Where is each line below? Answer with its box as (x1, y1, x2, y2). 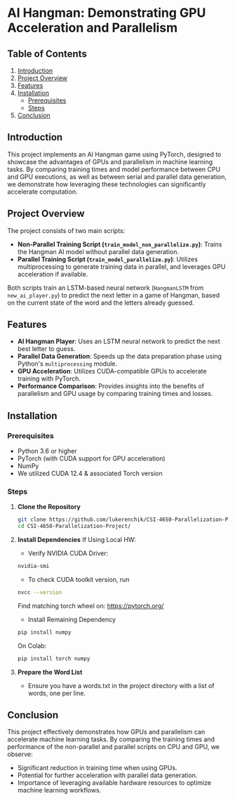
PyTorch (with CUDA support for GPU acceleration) (17, 454, 166, 463)
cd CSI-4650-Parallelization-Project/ (17, 523, 131, 530)
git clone (17, 516, 47, 524)
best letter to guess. (17, 345, 76, 353)
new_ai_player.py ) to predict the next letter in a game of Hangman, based (7, 291, 220, 299)
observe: (7, 750, 33, 759)
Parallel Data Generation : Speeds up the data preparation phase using (17, 352, 222, 361)
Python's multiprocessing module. (17, 359, 118, 368)
